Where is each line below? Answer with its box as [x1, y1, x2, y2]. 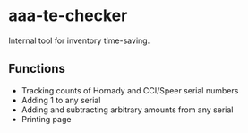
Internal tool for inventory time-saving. [8, 35, 150, 46]
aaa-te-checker [8, 5, 128, 26]
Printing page [21, 113, 72, 124]
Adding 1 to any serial [21, 94, 101, 105]
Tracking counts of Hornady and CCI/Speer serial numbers [21, 84, 239, 95]
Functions [8, 61, 66, 76]
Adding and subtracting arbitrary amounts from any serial [21, 104, 234, 115]
